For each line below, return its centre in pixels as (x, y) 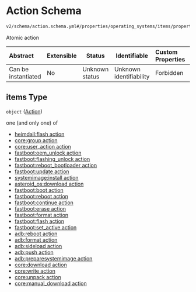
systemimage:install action (46, 177)
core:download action (41, 264)
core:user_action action (43, 146)
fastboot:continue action (44, 202)
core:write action (35, 271)
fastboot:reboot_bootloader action (56, 165)
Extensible (62, 56)
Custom (167, 52)
